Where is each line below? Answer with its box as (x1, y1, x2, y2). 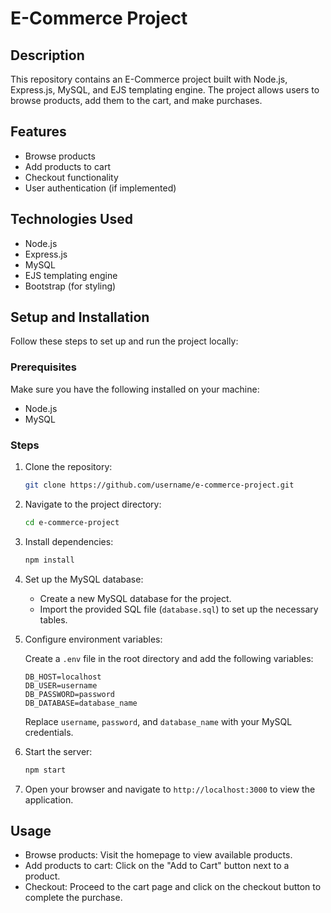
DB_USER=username (24, 680, 98, 691)
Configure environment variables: (24, 633, 163, 645)
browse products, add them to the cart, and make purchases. (10, 95, 263, 106)
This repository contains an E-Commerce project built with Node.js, (10, 73, 288, 85)
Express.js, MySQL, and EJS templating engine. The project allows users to (10, 84, 320, 96)
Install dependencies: (24, 535, 114, 547)
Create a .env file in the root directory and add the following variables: (24, 652, 314, 664)
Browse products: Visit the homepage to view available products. (24, 849, 293, 861)
